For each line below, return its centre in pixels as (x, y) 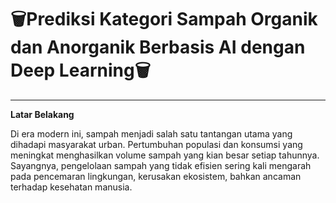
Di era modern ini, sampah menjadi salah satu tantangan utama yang (151, 133)
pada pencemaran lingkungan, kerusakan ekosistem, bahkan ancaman (156, 176)
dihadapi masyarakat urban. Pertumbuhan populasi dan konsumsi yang (156, 144)
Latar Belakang (42, 114)
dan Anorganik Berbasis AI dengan (158, 47)
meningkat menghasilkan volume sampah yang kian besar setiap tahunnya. (165, 155)
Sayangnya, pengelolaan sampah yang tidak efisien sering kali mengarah (161, 165)
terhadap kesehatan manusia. (71, 187)
